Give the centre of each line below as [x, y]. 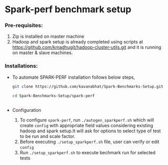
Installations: [21, 66]
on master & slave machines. [42, 53]
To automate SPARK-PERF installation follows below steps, [74, 77]
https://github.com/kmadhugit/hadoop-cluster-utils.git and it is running [87, 48]
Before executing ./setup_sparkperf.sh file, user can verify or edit [89, 142]
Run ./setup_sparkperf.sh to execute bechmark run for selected [88, 153]
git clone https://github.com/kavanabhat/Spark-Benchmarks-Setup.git [88, 86]
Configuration [27, 110]
